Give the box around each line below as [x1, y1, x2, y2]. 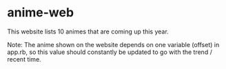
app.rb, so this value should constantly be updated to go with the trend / [7, 48, 212, 56]
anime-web [7, 5, 74, 20]
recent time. [7, 55, 41, 63]
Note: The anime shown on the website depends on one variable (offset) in [7, 40, 220, 49]
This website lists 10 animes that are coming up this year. [7, 27, 169, 36]
